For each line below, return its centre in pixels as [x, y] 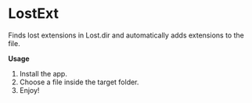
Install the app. [43, 73]
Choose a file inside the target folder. [79, 82]
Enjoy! [29, 90]
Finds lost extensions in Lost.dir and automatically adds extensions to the [126, 35]
